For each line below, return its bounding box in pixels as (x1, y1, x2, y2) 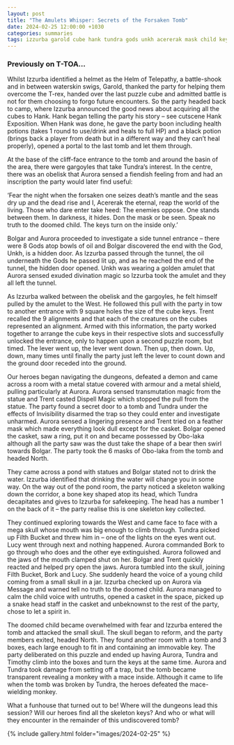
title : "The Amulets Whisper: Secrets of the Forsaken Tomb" (7, 17, 189, 24)
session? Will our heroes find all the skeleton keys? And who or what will (7, 709, 215, 717)
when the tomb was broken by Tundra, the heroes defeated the (7, 680, 189, 688)
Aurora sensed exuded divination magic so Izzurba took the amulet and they (7, 272, 226, 280)
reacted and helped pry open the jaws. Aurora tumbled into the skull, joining (7, 563, 225, 571)
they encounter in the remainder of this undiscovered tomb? (7, 716, 180, 725)
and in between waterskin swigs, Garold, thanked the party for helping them (7, 82, 226, 91)
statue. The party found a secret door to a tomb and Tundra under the (7, 402, 208, 411)
